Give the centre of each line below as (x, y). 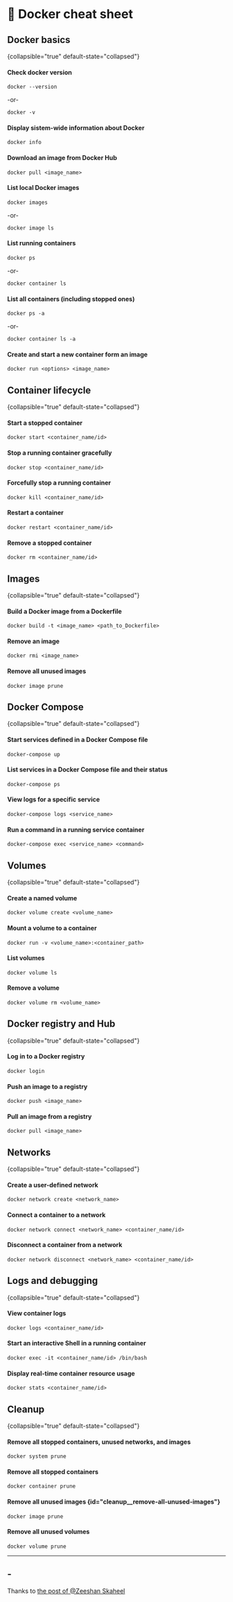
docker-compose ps (34, 784)
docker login (26, 1071)
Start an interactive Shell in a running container (77, 1343)
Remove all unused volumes (49, 1532)
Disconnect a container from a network (65, 1245)
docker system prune (37, 1456)
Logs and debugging (53, 1281)
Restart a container (35, 513)
